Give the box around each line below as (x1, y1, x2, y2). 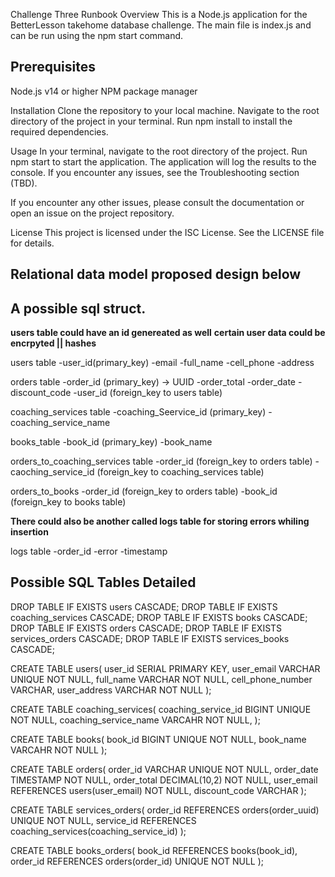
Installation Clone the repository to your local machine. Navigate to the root (10, 104, 320, 116)
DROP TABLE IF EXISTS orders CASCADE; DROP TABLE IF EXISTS (10, 622, 283, 634)
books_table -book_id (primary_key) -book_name (10, 436, 213, 448)
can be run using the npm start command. (10, 30, 184, 41)
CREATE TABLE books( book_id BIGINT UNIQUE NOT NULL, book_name (10, 733, 307, 745)
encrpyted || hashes (10, 337, 97, 349)
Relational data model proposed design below (10, 266, 302, 283)
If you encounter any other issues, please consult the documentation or (10, 196, 305, 208)
